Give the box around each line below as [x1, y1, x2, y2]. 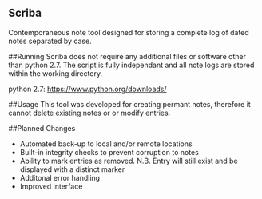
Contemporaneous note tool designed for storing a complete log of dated [8, 27, 249, 37]
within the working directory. [8, 68, 102, 78]
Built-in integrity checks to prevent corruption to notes [19, 147, 200, 157]
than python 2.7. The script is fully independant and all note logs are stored [8, 60, 255, 70]
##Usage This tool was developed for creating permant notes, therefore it [8, 99, 252, 109]
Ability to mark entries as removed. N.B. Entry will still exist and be [19, 156, 238, 165]
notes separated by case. [8, 36, 92, 46]
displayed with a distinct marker [19, 164, 125, 174]
